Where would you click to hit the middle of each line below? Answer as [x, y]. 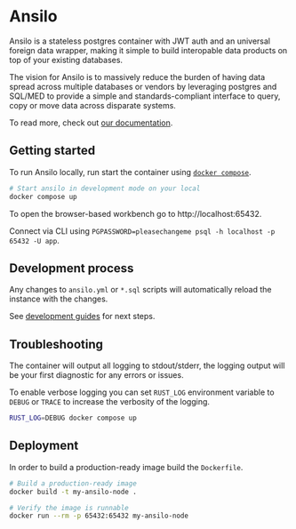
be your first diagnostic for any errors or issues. [96, 375]
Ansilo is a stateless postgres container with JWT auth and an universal [140, 41]
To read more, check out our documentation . [91, 123]
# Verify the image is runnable [69, 508]
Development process [72, 268]
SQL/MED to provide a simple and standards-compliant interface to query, [145, 96]
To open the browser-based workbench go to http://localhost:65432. [136, 213]
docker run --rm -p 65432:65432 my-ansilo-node [99, 516]
